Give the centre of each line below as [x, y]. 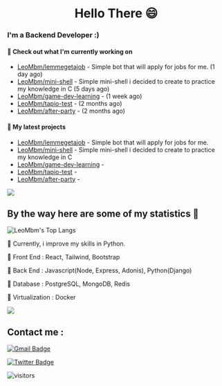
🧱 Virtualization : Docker [41, 297]
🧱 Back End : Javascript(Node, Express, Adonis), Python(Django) [100, 270]
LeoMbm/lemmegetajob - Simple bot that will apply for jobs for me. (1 [116, 67]
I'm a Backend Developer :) [53, 35]
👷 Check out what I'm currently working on [70, 51]
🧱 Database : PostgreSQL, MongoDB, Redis [68, 284]
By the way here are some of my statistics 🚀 [103, 213]
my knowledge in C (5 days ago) [63, 89]
